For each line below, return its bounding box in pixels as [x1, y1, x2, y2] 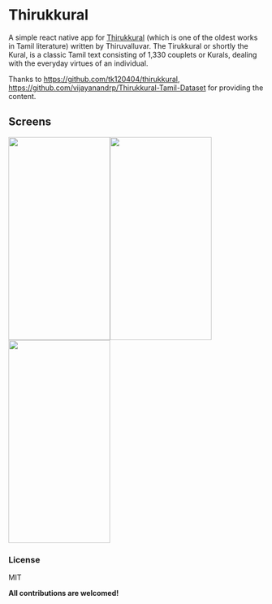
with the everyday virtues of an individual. [8, 58, 149, 68]
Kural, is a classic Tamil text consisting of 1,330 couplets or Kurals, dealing [8, 50, 257, 59]
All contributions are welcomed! [8, 589, 119, 598]
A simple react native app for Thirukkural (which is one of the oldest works [8, 32, 258, 42]
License [8, 554, 41, 565]
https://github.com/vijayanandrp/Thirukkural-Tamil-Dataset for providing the [8, 83, 264, 93]
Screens [8, 115, 51, 129]
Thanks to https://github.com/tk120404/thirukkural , [8, 74, 180, 84]
